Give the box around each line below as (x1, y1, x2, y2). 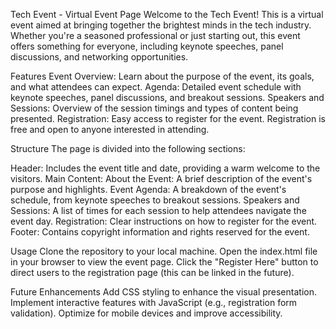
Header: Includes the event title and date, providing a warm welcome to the (10, 162, 321, 174)
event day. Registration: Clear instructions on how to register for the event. (10, 215, 318, 227)
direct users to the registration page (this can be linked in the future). (10, 267, 295, 278)
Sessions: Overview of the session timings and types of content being (10, 102, 299, 114)
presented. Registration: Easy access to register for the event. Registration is (10, 113, 326, 124)
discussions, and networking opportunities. (10, 51, 189, 63)
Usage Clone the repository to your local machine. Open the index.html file (10, 245, 318, 257)
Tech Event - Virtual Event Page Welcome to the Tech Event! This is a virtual (10, 9, 324, 20)
